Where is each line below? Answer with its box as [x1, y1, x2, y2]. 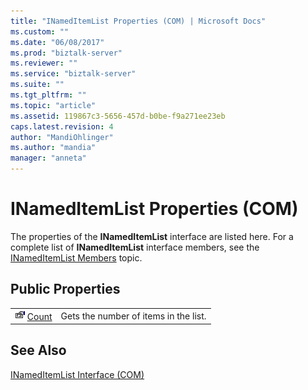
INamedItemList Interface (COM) [10, 368, 145, 380]
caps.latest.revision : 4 [10, 121, 114, 132]
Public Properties [10, 281, 121, 298]
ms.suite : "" [10, 80, 65, 90]
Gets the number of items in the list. [60, 310, 207, 322]
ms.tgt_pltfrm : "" [10, 90, 87, 100]
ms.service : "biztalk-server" [10, 69, 137, 79]
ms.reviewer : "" [10, 58, 78, 69]
